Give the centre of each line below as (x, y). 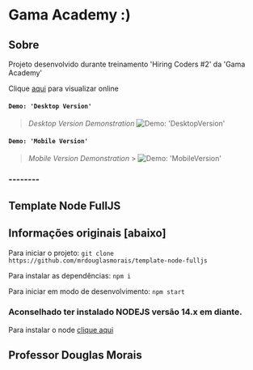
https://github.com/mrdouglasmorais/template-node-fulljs (108, 261)
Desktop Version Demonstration (81, 124)
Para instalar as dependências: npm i (70, 275)
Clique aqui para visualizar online (63, 88)
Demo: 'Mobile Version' (48, 141)
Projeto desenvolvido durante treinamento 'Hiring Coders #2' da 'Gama (127, 64)
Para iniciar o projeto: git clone (61, 253)
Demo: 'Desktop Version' (50, 106)
